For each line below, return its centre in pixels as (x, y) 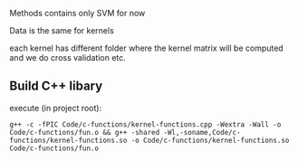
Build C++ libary (56, 86)
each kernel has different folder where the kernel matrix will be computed (146, 48)
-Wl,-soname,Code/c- (202, 132)
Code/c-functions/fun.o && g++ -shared (85, 132)
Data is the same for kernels (62, 30)
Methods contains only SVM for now (77, 13)
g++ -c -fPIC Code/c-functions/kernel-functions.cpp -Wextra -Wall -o (145, 124)
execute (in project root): (56, 108)
